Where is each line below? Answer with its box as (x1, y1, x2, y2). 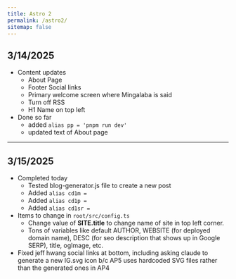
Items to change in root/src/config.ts (17, 211, 130, 219)
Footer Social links (27, 83, 81, 92)
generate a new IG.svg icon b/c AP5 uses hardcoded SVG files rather (17, 256, 218, 264)
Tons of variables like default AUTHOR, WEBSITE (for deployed (27, 226, 211, 235)
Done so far (17, 113, 52, 122)
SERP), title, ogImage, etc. (27, 241, 104, 249)
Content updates (17, 68, 67, 77)
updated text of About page (27, 128, 108, 137)
